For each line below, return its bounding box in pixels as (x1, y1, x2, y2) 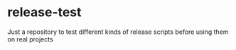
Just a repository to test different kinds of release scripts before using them (7, 27, 229, 36)
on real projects (7, 35, 53, 43)
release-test (7, 4, 82, 20)
